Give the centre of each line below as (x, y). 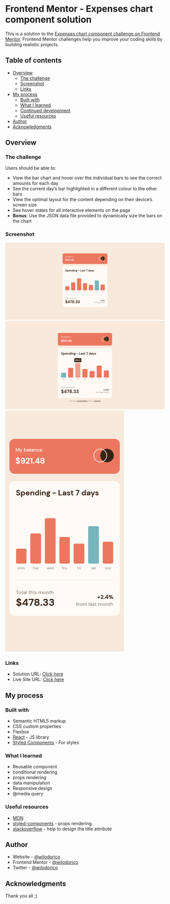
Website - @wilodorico (36, 857)
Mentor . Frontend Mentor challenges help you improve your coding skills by (84, 39)
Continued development (45, 110)
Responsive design (32, 788)
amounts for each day (35, 183)
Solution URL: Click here (38, 674)
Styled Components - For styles (46, 742)
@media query (28, 794)
